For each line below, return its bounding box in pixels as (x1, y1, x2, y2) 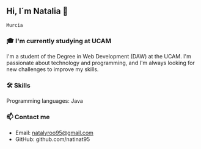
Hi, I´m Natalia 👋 (6, 6, 68, 16)
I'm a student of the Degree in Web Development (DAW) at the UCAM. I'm (6, 53, 191, 60)
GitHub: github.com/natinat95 (15, 135, 90, 143)
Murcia (6, 22, 23, 28)
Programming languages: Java (6, 97, 84, 105)
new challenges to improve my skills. (6, 66, 99, 73)
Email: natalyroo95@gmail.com (15, 129, 93, 136)
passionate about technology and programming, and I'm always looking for (6, 59, 196, 67)
